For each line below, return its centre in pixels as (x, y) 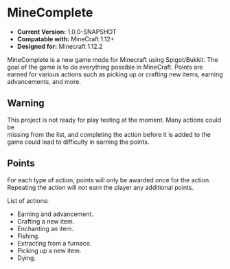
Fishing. (28, 236)
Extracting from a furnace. (54, 243)
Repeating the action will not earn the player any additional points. (101, 187)
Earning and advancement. (55, 214)
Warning (26, 104)
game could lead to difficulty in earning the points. (78, 142)
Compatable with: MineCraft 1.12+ (66, 39)
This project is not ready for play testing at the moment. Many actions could (114, 120)
